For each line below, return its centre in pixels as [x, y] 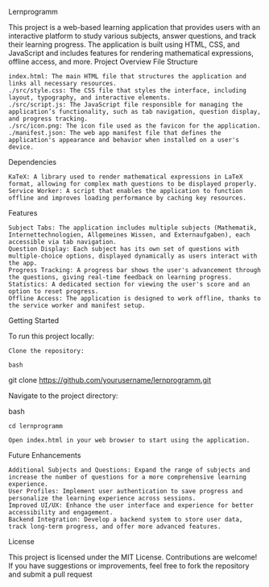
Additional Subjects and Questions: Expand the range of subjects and [129, 470]
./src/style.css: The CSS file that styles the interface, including [128, 90]
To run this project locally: [52, 336]
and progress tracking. [48, 119]
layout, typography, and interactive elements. [90, 98]
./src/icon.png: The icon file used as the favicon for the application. [135, 126]
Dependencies [33, 162]
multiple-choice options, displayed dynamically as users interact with [133, 256]
